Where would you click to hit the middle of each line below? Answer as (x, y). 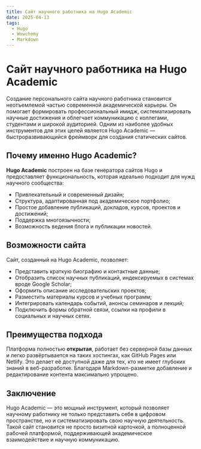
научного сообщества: (35, 183)
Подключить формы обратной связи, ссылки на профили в (90, 309)
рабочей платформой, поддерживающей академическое (79, 433)
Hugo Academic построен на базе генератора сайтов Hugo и (84, 170)
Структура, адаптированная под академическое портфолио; (92, 201)
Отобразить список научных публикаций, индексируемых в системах (104, 278)
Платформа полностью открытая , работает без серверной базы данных (99, 349)
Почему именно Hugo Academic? (71, 156)
